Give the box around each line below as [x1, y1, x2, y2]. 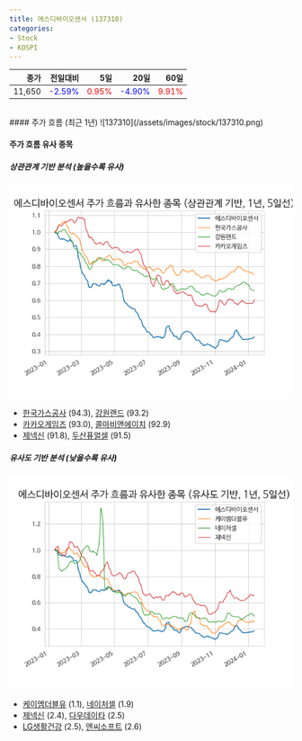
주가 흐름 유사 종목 [9, 139, 74, 150]
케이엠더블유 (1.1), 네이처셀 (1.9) [22, 699, 135, 710]
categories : [9, 23, 54, 33]
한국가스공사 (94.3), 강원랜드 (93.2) [22, 407, 150, 418]
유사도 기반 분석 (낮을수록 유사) [9, 452, 118, 463]
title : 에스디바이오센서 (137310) [9, 14, 124, 23]
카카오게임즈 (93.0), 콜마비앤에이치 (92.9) [22, 419, 171, 430]
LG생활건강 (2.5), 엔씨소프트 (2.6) [22, 721, 142, 732]
